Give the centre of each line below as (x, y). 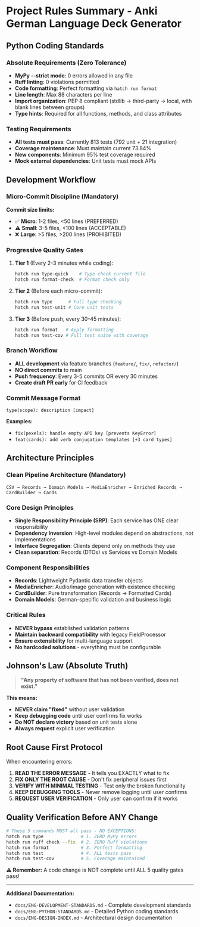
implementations (35, 539)
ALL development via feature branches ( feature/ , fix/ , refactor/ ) (97, 363)
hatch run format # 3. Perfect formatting (74, 848)
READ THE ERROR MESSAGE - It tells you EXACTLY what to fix (92, 773)
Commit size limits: (30, 209)
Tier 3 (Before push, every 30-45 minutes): (68, 319)
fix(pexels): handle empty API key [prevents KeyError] (85, 433)
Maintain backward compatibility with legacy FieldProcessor (90, 634)
